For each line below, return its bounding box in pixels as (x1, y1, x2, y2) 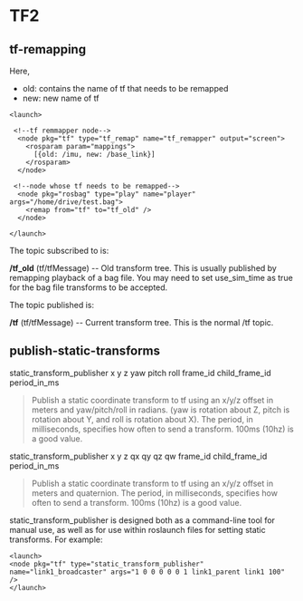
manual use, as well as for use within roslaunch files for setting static (9, 524, 267, 535)
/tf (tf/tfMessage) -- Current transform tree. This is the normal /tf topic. (9, 317, 274, 327)
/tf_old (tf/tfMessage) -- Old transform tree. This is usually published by (9, 263, 278, 273)
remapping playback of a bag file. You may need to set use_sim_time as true (9, 273, 294, 283)
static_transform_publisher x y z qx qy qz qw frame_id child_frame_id (9, 451, 268, 461)
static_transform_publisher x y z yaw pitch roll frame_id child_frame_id (9, 367, 271, 378)
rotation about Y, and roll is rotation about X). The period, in (31, 413, 253, 424)
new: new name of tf (22, 92, 99, 103)
